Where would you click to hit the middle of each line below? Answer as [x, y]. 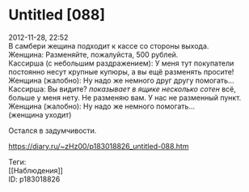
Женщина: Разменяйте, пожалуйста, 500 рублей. [93, 54]
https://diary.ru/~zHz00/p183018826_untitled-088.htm [99, 146]
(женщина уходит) [40, 114]
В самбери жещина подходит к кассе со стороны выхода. [109, 45]
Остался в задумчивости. [53, 130]
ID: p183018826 [34, 179]
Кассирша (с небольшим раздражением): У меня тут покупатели [121, 63]
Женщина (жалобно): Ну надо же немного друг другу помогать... [121, 80]
